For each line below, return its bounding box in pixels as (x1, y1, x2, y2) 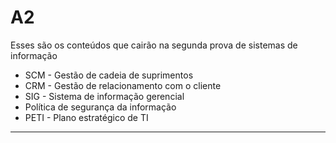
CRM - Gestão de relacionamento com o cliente (24, 79, 222, 91)
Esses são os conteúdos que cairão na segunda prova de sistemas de (10, 39, 298, 51)
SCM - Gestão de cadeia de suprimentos (24, 69, 194, 81)
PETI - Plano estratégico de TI (24, 111, 149, 123)
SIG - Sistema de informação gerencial (24, 90, 185, 102)
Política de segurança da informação (24, 101, 177, 113)
